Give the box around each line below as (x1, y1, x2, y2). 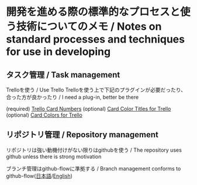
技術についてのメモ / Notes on (16, 20, 162, 33)
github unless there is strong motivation (6, 153, 102, 160)
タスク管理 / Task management (6, 69, 120, 79)
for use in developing (6, 45, 111, 58)
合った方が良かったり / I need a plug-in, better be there (6, 94, 139, 100)
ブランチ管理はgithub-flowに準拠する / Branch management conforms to (6, 165, 181, 172)
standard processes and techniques (6, 33, 185, 46)
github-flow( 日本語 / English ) (6, 172, 73, 179)
